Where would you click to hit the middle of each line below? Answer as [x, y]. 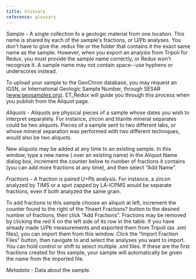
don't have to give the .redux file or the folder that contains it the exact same [98, 46]
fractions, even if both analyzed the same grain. [63, 191]
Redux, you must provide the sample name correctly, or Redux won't [89, 59]
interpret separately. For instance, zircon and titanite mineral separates [91, 118]
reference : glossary [31, 17]
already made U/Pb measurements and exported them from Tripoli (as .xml [96, 227]
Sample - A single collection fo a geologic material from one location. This [95, 33]
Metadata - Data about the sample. [48, 270]
